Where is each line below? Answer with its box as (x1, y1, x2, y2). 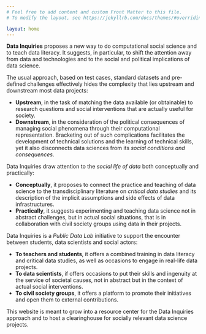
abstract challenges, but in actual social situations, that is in (15, 214, 166, 221)
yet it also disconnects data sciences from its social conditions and (15, 145, 185, 152)
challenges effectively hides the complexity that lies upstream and (27, 80, 194, 88)
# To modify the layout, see (6, 15, 81, 21)
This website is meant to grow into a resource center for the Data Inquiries (6, 308, 194, 316)
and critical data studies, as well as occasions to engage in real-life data (15, 257, 198, 264)
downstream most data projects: (6, 87, 88, 94)
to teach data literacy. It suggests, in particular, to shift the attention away (6, 49, 192, 56)
